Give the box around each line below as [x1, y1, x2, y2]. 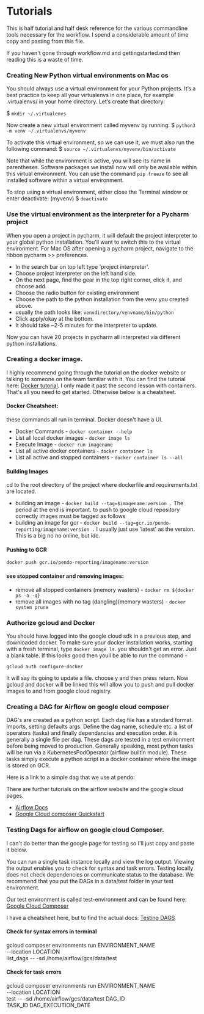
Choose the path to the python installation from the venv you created [15, 295, 189, 303]
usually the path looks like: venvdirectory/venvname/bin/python [15, 308, 174, 316]
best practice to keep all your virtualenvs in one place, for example [6, 92, 174, 99]
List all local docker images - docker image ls [15, 434, 130, 442]
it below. [6, 846, 27, 853]
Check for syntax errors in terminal [6, 928, 97, 935]
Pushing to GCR [6, 545, 47, 553]
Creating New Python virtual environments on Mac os [6, 71, 169, 79]
